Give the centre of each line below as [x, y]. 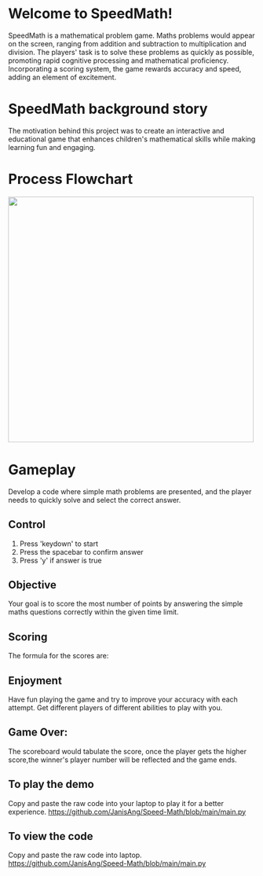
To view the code [51, 836]
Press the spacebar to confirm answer [81, 552]
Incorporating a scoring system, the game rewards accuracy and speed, [125, 68]
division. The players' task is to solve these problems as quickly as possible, [131, 52]
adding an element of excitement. [62, 77]
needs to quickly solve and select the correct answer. [95, 500]
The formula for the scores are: [58, 656]
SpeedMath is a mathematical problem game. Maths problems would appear [131, 35]
